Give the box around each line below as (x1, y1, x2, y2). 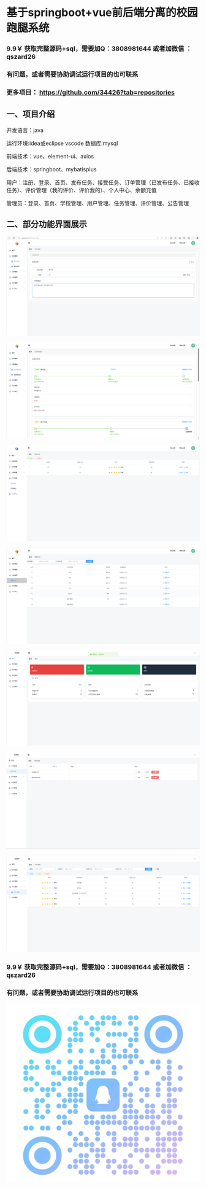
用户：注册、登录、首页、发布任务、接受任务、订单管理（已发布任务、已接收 (6, 179, 200, 186)
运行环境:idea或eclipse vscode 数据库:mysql (6, 139, 118, 147)
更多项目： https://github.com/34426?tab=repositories (6, 88, 175, 96)
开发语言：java (6, 126, 44, 134)
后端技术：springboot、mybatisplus (6, 165, 97, 173)
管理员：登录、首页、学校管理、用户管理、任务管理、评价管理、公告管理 (6, 199, 189, 206)
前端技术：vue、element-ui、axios (6, 152, 94, 160)
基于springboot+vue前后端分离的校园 (6, 6, 198, 20)
